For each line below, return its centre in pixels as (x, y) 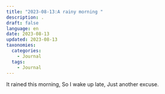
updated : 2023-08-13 (32, 40)
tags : (19, 62)
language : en (22, 28)
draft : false (22, 23)
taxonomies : (21, 46)
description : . (25, 17)
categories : (27, 51)
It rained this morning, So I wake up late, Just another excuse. (82, 84)
